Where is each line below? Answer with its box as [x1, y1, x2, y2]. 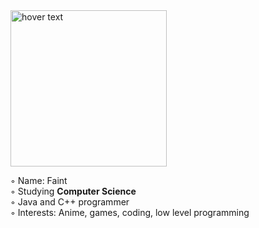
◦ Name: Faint [10, 175, 68, 186]
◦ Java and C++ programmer [10, 196, 130, 208]
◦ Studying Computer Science [10, 185, 137, 197]
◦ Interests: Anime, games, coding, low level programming [10, 207, 250, 218]
